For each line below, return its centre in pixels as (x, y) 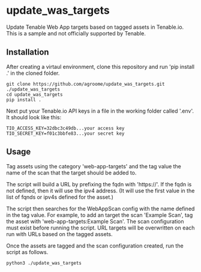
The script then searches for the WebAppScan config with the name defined (100, 208)
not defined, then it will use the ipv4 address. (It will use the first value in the (100, 191)
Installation (28, 52)
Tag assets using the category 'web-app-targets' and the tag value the (94, 166)
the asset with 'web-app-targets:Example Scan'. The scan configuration (95, 221)
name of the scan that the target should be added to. (71, 173)
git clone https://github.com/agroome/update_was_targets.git (85, 84)
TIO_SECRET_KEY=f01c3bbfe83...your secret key (65, 133)
